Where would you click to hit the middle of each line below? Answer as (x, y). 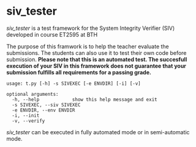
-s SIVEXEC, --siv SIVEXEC (46, 105)
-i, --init (26, 115)
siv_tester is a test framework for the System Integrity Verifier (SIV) (91, 28)
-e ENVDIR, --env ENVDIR (43, 110)
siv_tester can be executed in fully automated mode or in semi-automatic (98, 132)
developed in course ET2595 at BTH (52, 34)
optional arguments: (33, 94)
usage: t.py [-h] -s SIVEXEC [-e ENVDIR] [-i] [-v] (73, 84)
